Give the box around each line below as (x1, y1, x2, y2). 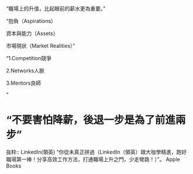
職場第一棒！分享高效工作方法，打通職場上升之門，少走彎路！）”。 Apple (6, 155, 180, 162)
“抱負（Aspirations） (6, 18, 57, 25)
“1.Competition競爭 (6, 55, 51, 61)
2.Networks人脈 (6, 67, 45, 74)
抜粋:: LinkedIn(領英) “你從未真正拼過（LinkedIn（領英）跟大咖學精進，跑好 (6, 148, 187, 155)
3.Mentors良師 (6, 79, 41, 86)
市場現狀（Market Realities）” (6, 43, 75, 49)
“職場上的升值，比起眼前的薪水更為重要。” (6, 5, 106, 12)
